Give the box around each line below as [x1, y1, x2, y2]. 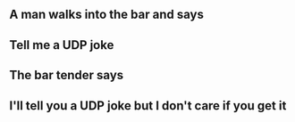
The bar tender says [9, 68, 124, 83]
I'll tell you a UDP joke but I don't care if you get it [9, 98, 287, 113]
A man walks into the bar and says [9, 7, 204, 22]
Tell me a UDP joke [9, 37, 114, 53]
